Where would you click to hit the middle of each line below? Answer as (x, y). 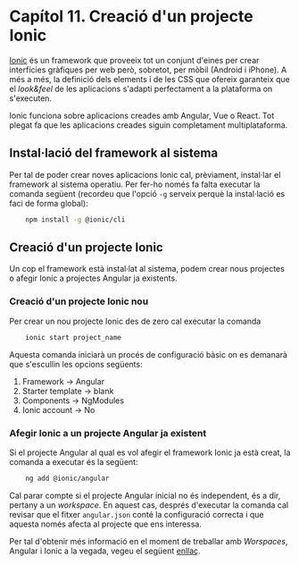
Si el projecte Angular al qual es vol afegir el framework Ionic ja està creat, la (150, 452)
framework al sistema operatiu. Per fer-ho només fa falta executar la (135, 184)
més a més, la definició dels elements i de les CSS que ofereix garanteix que (149, 79)
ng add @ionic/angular (67, 478)
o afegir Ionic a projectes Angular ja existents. (93, 278)
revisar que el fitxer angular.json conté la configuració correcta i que (137, 514)
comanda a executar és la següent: (74, 461)
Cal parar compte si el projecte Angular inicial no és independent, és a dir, (145, 495)
